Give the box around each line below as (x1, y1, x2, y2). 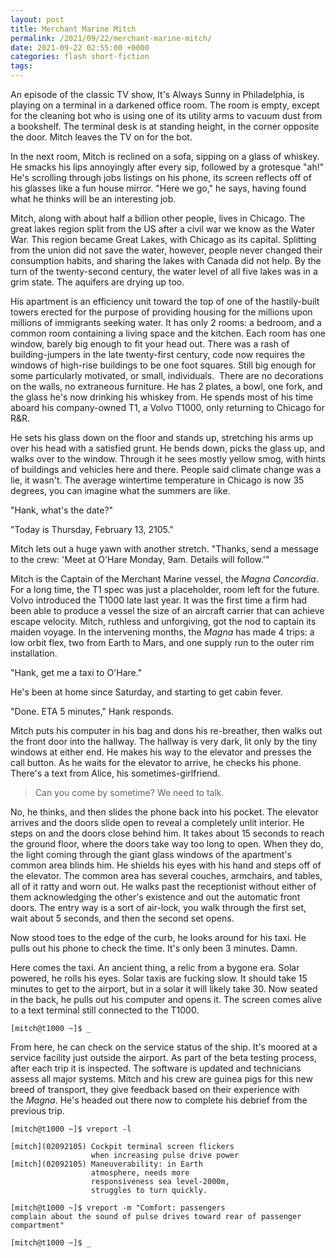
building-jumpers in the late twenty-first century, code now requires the (10, 349, 306, 360)
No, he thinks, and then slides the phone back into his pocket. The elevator (10, 806, 319, 818)
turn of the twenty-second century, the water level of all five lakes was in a (10, 266, 318, 277)
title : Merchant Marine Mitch (10, 24, 137, 34)
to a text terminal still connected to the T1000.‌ (10, 1004, 200, 1016)
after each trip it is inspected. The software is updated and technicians (10, 1062, 302, 1074)
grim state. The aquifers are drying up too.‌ (10, 276, 185, 288)
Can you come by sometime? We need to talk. (34, 787, 225, 798)
